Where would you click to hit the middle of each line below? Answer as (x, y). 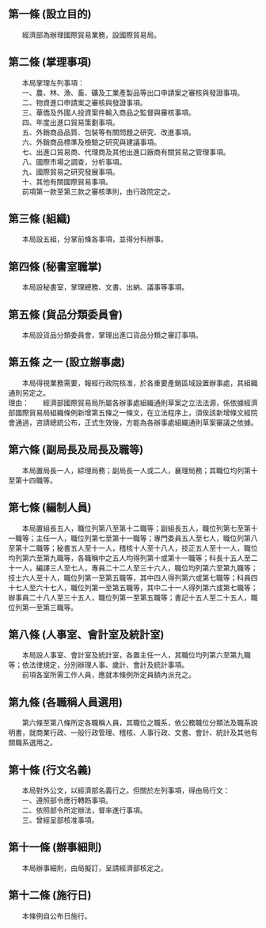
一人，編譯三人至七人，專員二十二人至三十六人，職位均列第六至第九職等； (136, 567)
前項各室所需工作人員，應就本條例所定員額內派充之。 (108, 675)
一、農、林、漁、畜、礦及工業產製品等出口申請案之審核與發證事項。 (133, 93)
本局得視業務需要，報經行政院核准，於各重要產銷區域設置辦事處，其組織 (140, 383)
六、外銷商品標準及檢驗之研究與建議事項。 (91, 142)
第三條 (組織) (40, 219)
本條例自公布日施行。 (57, 915)
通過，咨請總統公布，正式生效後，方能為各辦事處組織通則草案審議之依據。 (136, 422)
